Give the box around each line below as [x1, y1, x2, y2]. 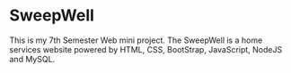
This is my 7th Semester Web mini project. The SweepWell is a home [9, 35, 263, 45]
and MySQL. [9, 53, 56, 64]
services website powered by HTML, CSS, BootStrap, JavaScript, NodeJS [9, 44, 283, 54]
